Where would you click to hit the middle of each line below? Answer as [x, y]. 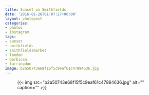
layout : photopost [24, 19]
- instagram [17, 32]
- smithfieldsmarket [26, 50]
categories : [17, 23]
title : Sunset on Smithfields [36, 9]
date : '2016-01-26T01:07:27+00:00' [41, 14]
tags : [10, 37]
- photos [14, 28]
